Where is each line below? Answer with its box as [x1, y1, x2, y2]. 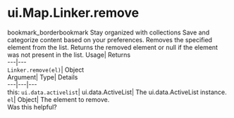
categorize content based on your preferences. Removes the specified [7, 35, 213, 44]
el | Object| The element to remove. [7, 95, 110, 103]
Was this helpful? [7, 103, 58, 111]
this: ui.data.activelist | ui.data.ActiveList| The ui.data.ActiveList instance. [7, 88, 227, 96]
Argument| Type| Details [7, 72, 78, 81]
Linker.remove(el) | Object [7, 65, 85, 74]
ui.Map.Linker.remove [7, 5, 140, 21]
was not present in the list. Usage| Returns [7, 51, 131, 59]
